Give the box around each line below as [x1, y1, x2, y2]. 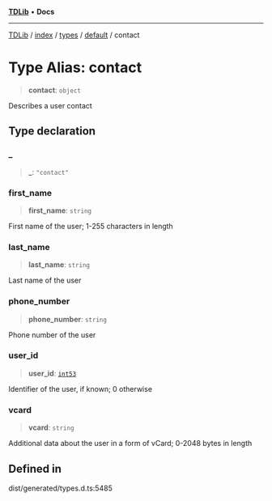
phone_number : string [28, 314, 108, 324]
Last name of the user [8, 275, 82, 286]
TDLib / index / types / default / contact [8, 30, 140, 40]
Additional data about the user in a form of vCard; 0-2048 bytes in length [8, 439, 253, 448]
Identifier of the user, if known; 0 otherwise [8, 384, 152, 393]
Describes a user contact [8, 100, 93, 110]
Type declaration [8, 125, 96, 138]
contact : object [28, 85, 81, 95]
